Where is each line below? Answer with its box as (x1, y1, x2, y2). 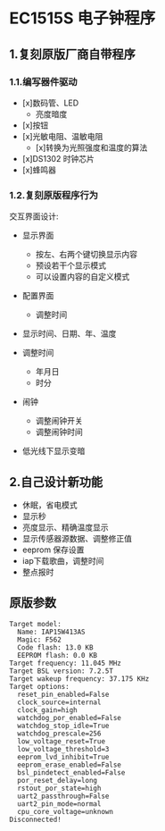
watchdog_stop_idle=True (17, 721, 110, 730)
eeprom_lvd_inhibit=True (17, 752, 110, 761)
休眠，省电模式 (21, 499, 78, 510)
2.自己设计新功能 (9, 474, 103, 490)
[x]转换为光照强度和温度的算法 (35, 142, 148, 153)
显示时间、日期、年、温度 (21, 328, 117, 340)
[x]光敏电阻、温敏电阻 (21, 130, 103, 141)
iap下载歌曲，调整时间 (21, 555, 104, 566)
